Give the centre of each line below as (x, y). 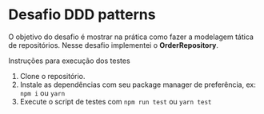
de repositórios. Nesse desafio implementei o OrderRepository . (113, 45)
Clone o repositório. (52, 76)
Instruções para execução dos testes (69, 61)
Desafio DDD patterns (82, 15)
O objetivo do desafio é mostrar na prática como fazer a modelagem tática (131, 37)
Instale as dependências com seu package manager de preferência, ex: (138, 85)
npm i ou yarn (42, 92)
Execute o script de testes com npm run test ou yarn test (116, 101)
